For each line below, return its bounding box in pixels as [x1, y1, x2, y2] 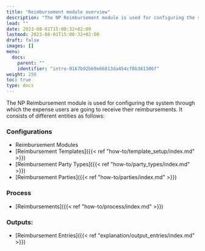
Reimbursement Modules [15, 141, 79, 149]
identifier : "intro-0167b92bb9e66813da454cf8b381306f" [17, 65, 160, 72]
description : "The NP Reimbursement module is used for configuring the [6, 15, 195, 21]
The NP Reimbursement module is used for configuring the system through [6, 99, 195, 107]
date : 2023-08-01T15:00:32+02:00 [6, 26, 92, 32]
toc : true [6, 77, 32, 83]
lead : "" [6, 20, 29, 26]
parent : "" [17, 60, 45, 66]
